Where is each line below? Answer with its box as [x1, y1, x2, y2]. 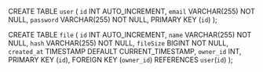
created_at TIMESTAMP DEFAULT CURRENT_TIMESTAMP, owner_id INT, [8, 47, 242, 56]
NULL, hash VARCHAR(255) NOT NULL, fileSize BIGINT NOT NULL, [8, 38, 229, 48]
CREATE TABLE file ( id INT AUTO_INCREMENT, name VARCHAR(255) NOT [8, 31, 252, 39]
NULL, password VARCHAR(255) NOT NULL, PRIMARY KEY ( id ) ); [8, 15, 217, 24]
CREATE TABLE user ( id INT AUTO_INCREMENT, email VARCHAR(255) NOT [8, 7, 255, 16]
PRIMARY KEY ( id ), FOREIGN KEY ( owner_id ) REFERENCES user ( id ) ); [8, 55, 233, 64]
